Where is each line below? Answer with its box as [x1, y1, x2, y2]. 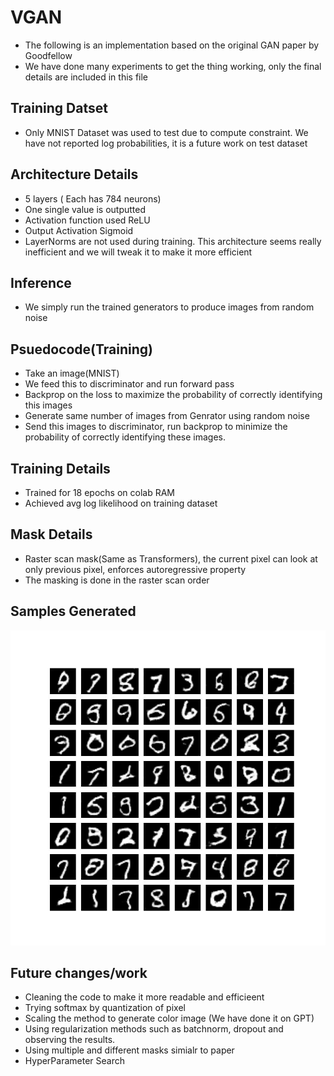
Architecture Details [10, 166, 139, 183]
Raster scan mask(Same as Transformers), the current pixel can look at [24, 552, 318, 565]
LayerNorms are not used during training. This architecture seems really [24, 235, 322, 247]
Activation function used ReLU [24, 214, 151, 226]
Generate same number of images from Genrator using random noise [24, 410, 310, 422]
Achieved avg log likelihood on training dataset [24, 497, 218, 509]
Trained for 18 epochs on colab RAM [24, 487, 175, 498]
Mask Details [10, 526, 93, 543]
